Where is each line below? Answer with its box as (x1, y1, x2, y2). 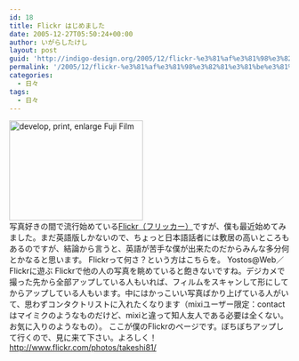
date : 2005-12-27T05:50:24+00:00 (9, 29, 133, 38)
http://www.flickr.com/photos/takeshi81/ (9, 342, 158, 353)
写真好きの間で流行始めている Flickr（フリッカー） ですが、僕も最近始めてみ (9, 221, 287, 232)
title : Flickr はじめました (9, 21, 105, 30)
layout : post (9, 46, 58, 55)
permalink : (9, 63, 50, 72)
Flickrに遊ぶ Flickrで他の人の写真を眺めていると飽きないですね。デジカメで (9, 266, 286, 277)
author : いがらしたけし (9, 37, 88, 47)
